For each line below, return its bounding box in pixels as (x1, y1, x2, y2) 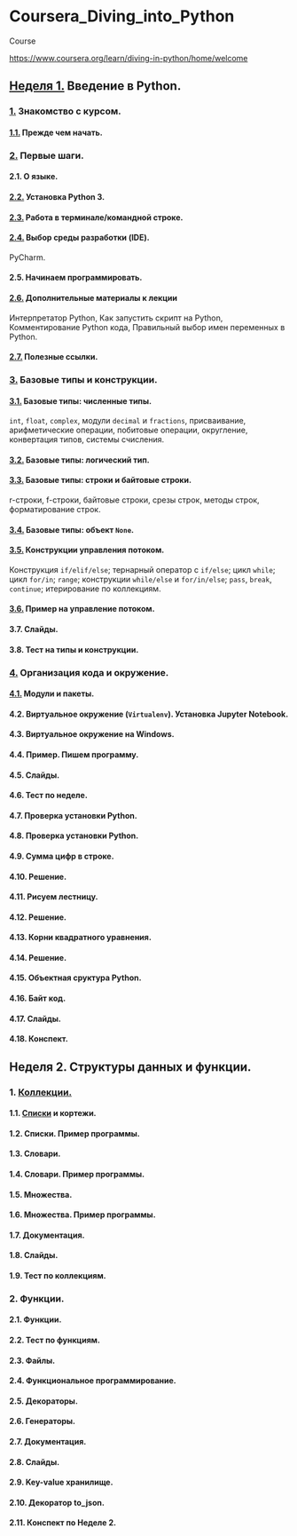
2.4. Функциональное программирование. (9, 1375, 177, 1386)
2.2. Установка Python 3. (9, 191, 105, 202)
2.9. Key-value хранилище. (9, 1477, 113, 1488)
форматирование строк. (9, 504, 101, 515)
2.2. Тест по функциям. (9, 1334, 100, 1346)
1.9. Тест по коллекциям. (9, 1270, 106, 1280)
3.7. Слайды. (9, 624, 59, 635)
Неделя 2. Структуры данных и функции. (9, 1059, 252, 1074)
